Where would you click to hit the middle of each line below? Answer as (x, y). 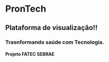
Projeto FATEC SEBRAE (30, 54)
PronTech (26, 9)
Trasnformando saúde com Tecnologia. (55, 42)
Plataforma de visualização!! (51, 28)
